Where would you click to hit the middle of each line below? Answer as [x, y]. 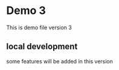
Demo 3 [26, 11]
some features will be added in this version [60, 61]
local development [42, 47]
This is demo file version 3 [39, 27]
